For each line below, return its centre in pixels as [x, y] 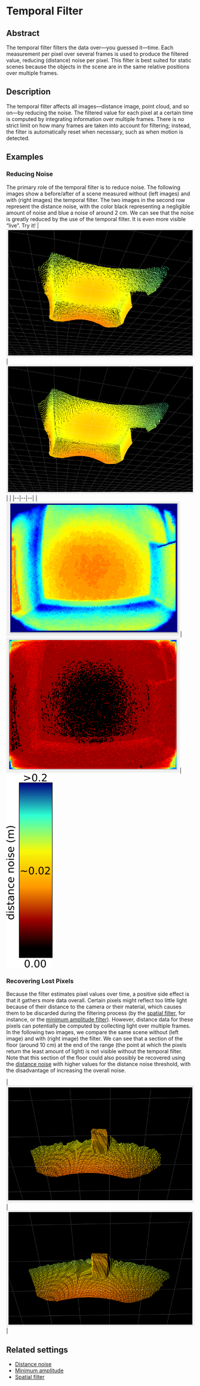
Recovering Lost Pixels [40, 981]
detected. [18, 138]
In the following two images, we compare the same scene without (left [93, 1032]
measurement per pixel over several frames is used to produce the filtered [98, 54]
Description [28, 92]
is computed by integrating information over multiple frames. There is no [95, 119]
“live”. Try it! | [23, 225]
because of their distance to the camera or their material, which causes [94, 1007]
